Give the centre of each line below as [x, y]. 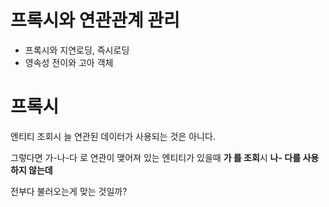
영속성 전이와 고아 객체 [69, 62]
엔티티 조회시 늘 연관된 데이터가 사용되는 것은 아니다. [113, 136]
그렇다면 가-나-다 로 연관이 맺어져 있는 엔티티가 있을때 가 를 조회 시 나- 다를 [156, 157]
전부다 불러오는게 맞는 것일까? [69, 191]
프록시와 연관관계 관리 [95, 20]
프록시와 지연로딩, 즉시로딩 [77, 50]
